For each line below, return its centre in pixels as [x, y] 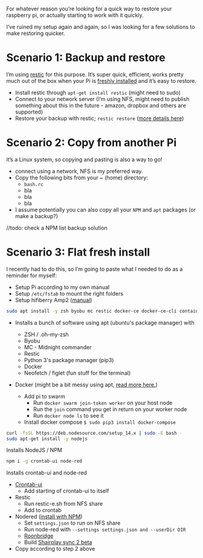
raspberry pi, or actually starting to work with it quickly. [75, 15]
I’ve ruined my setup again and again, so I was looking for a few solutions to [101, 27]
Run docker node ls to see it [68, 415]
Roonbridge [39, 536]
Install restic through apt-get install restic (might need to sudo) [98, 92]
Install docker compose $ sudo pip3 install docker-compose [100, 422]
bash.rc [34, 184]
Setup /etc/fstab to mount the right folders [69, 293]
